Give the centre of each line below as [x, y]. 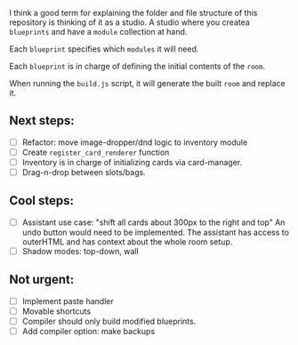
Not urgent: [42, 280]
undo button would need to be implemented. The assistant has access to [155, 232]
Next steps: [42, 120]
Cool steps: [41, 201]
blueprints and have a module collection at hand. [98, 32]
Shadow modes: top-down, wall [81, 251]
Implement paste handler [68, 301]
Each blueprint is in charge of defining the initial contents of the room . [137, 66]
